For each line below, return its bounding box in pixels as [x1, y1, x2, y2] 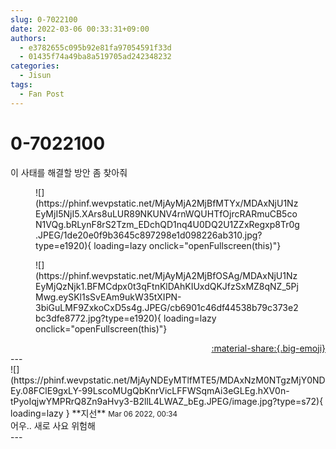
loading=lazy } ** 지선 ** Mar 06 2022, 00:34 [10, 407, 178, 419]
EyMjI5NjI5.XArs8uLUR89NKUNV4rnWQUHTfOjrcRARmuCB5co [35, 207, 298, 220]
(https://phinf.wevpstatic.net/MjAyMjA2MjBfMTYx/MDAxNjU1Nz [35, 197, 299, 209]
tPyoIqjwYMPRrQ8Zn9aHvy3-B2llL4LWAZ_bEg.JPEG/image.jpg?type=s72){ [10, 395, 324, 407]
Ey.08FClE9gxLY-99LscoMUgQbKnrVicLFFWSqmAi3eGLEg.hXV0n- [10, 384, 290, 396]
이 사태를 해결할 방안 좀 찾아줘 [10, 166, 128, 178]
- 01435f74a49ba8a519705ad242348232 [19, 52, 172, 62]
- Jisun [19, 71, 52, 81]
